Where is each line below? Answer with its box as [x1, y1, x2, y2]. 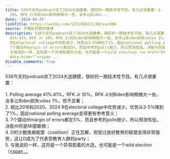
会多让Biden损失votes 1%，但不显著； [5, 98, 85, 104]
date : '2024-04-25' [5, 17, 47, 22]
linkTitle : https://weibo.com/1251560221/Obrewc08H [5, 21, 116, 27]
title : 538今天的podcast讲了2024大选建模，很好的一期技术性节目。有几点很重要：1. [5, 7, 163, 13]
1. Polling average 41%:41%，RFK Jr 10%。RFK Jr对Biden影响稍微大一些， [5, 91, 161, 97]
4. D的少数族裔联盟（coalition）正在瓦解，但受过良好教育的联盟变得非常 [5, 129, 156, 135]
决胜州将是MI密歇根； [5, 123, 51, 129]
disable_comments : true [5, 59, 56, 64]
